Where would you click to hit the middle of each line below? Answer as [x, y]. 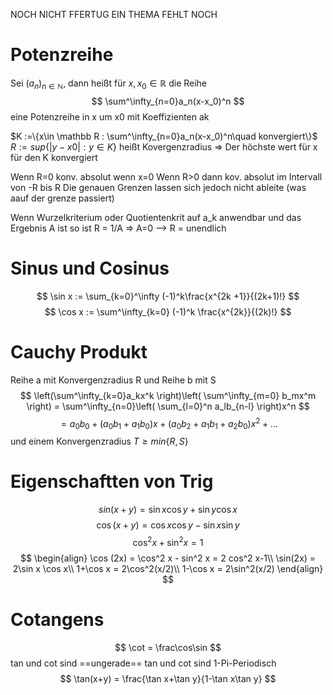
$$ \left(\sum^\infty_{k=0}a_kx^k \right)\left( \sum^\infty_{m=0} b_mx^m [168, 395]
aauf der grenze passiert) [62, 198]
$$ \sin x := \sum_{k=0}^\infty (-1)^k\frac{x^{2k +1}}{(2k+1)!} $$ [168, 296]
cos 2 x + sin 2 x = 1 [168, 541]
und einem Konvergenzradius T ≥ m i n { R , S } [99, 441]
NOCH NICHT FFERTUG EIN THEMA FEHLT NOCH [114, 14]
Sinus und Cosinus [90, 268]
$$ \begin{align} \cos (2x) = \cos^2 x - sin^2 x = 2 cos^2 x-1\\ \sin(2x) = [168, 558]
